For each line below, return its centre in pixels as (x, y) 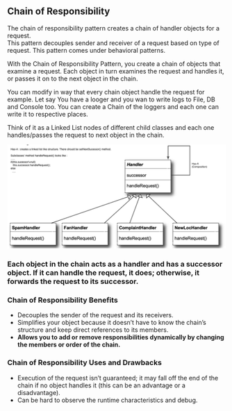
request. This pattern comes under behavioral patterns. (86, 50)
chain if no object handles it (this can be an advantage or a (101, 385)
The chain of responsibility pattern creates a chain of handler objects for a (114, 28)
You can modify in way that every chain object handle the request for (106, 92)
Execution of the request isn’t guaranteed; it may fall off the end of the (118, 378)
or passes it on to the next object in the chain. (73, 78)
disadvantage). (39, 392)
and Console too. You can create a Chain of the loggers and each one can (113, 106)
